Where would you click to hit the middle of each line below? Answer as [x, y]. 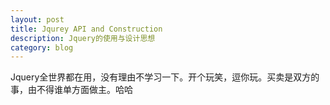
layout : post [37, 19]
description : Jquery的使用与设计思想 [83, 38]
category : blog [42, 47]
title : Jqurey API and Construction [86, 29]
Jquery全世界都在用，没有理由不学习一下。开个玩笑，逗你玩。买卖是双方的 [165, 77]
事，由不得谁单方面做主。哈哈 [71, 90]
